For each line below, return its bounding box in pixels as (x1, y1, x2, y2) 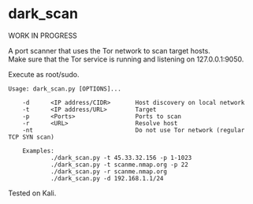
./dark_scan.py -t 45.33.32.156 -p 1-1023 (50, 154, 192, 161)
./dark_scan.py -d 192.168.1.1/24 (50, 174, 164, 182)
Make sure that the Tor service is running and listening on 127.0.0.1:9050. (8, 54, 244, 64)
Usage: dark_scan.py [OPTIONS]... (8, 84, 122, 93)
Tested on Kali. (8, 188, 57, 198)
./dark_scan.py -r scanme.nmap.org (50, 167, 168, 176)
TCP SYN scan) (8, 133, 55, 141)
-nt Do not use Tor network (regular (22, 126, 245, 134)
